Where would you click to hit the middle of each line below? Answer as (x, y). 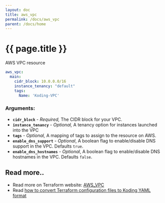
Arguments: (20, 108)
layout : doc (18, 10)
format (19, 195)
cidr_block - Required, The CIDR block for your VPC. (67, 119)
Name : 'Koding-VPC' (39, 95)
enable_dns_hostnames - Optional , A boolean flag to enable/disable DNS (86, 151)
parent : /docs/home (26, 24)
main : (16, 77)
